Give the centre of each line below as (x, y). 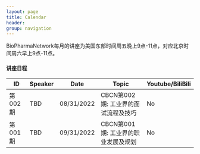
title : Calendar (26, 17)
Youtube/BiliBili (169, 84)
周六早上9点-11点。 (35, 54)
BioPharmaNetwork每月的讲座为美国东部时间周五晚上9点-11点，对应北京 (95, 46)
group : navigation (29, 28)
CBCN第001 (118, 124)
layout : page (22, 12)
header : (16, 23)
